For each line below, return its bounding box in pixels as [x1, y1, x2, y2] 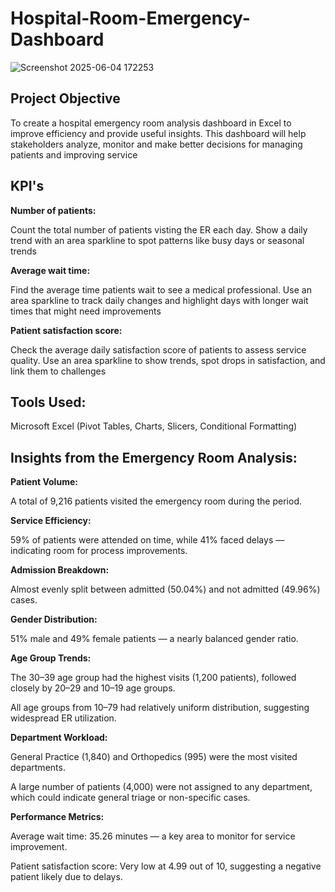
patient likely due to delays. [10, 871, 123, 883]
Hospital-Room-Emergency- [10, 7, 251, 30]
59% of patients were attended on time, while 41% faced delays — [10, 534, 285, 546]
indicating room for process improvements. [10, 545, 188, 557]
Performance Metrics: [10, 811, 105, 823]
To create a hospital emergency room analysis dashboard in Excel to [10, 117, 292, 129]
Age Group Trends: [10, 652, 92, 664]
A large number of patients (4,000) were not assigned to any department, [10, 781, 313, 793]
